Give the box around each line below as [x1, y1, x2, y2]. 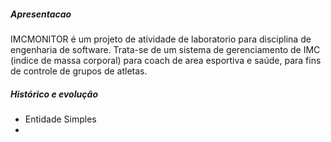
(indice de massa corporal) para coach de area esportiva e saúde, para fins [10, 54, 322, 66]
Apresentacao [10, 8, 72, 20]
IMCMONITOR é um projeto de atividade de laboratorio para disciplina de [10, 33, 312, 45]
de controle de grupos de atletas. [10, 65, 148, 77]
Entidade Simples [24, 113, 97, 125]
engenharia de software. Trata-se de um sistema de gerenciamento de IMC [10, 43, 321, 55]
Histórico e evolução [10, 88, 99, 100]
